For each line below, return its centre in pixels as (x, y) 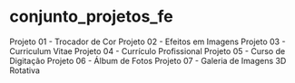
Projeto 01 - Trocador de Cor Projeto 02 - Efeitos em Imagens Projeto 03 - (147, 41)
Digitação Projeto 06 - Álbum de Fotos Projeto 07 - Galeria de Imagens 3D (148, 60)
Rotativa (25, 70)
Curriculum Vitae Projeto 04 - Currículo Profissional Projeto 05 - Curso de (147, 51)
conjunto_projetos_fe (92, 17)
